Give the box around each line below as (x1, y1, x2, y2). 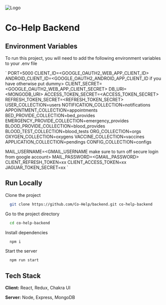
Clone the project (5, 192, 41, 198)
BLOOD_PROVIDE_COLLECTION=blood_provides (5, 123, 106, 129)
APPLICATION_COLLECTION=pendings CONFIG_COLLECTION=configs (5, 139, 152, 145)
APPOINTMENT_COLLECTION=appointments (5, 107, 98, 113)
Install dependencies (5, 229, 48, 235)
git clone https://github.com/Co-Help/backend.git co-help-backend (9, 202, 153, 207)
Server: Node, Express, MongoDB (5, 295, 76, 301)
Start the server (5, 248, 37, 254)
